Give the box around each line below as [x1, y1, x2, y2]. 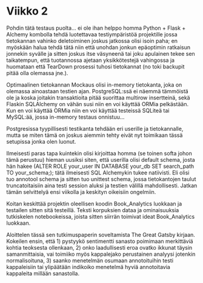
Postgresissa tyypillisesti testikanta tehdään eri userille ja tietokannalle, [6, 125, 184, 132]
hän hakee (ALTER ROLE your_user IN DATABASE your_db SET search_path [6, 162, 195, 170]
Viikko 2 [6, 4, 48, 18]
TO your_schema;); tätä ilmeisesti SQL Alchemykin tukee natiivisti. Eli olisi [6, 168, 190, 176]
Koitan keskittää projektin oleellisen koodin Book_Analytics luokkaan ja [6, 200, 182, 207]
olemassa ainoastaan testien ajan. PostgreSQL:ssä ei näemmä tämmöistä [6, 87, 189, 95]
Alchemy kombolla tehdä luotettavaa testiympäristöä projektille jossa [6, 30, 178, 38]
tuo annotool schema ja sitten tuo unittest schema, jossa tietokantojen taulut [6, 175, 196, 182]
